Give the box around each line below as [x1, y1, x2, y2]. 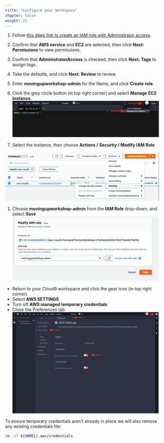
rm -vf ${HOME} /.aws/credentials [5, 433, 73, 439]
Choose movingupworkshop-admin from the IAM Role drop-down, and [12, 206, 158, 211]
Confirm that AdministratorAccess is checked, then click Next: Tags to [12, 56, 157, 62]
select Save [12, 211, 36, 217]
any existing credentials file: [5, 423, 61, 429]
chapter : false [5, 13, 36, 18]
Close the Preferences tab [12, 307, 65, 313]
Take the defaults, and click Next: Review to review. [12, 71, 117, 77]
